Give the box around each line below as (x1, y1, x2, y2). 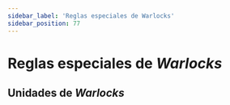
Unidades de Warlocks (7, 86, 125, 100)
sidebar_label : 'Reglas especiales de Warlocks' (7, 11, 175, 20)
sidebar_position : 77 (7, 19, 81, 27)
